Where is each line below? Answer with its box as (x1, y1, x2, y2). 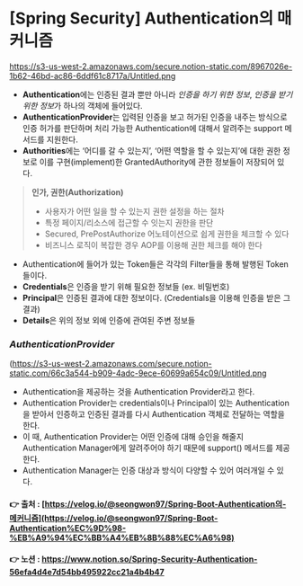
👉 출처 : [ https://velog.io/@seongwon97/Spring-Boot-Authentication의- (9, 498, 287, 509)
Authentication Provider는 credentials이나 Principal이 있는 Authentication (22, 397, 290, 409)
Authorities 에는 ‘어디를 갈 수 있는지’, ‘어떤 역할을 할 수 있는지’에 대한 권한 (22, 145, 281, 155)
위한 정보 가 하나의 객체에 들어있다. (22, 100, 143, 111)
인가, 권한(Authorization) (31, 186, 124, 198)
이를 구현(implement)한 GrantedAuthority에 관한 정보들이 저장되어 (39, 156, 276, 167)
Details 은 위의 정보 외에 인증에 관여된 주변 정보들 (22, 315, 196, 325)
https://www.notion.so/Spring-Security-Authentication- (41, 554, 258, 564)
